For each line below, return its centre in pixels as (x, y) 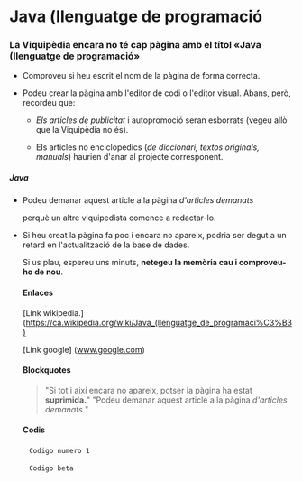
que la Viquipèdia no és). (82, 130)
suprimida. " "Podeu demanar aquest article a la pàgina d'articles (166, 400)
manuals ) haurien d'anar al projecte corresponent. (129, 157)
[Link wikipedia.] (53, 312)
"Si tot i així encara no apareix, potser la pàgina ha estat (148, 390)
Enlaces (38, 293)
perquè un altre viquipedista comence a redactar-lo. (119, 218)
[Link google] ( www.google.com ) (84, 349)
